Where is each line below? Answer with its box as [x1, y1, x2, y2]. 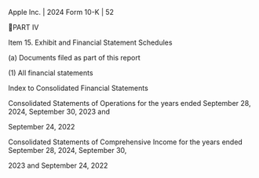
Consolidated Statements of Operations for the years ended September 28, [8, 99, 251, 107]
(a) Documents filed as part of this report [8, 53, 140, 62]
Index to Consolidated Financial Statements [8, 83, 149, 93]
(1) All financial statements [8, 68, 93, 78]
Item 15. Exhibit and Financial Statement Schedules [8, 38, 173, 47]
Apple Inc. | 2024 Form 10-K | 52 [8, 8, 115, 16]
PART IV [13, 23, 39, 31]
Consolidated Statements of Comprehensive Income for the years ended [8, 137, 243, 147]
